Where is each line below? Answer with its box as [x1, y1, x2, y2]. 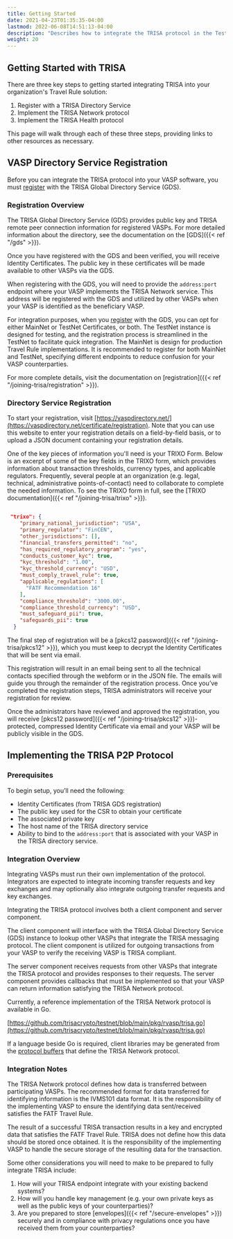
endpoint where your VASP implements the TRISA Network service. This [7, 287, 214, 296]
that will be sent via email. [7, 651, 81, 660]
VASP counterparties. [7, 360, 69, 369]
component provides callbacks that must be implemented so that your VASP [7, 977, 225, 985]
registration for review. [7, 694, 71, 703]
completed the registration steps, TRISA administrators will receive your [7, 687, 212, 695]
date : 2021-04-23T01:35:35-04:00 [7, 17, 104, 24]
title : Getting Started [7, 10, 76, 17]
